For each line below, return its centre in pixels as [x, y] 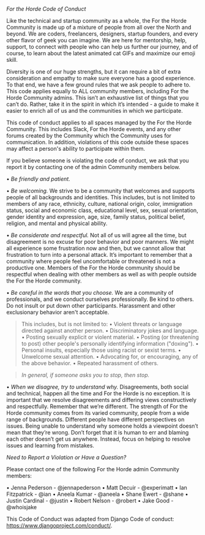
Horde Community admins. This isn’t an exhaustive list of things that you [98, 98]
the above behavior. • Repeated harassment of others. [90, 363]
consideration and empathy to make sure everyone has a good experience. [101, 78]
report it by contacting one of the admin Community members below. [93, 167]
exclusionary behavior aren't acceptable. [58, 312]
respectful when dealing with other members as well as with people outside [102, 274]
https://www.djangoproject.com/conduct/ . [59, 526]
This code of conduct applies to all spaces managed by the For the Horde [99, 123]
